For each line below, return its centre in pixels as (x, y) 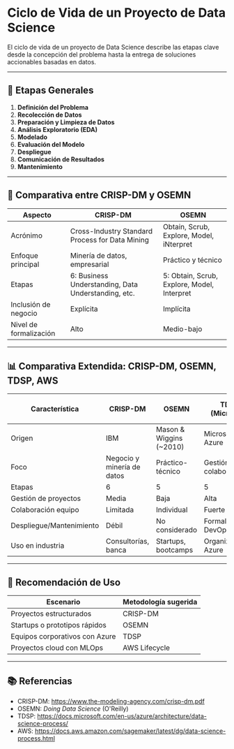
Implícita (177, 309)
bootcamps (174, 550)
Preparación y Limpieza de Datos (66, 122)
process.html (36, 738)
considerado (176, 530)
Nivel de (24, 324)
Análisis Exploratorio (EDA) (57, 129)
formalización (33, 333)
